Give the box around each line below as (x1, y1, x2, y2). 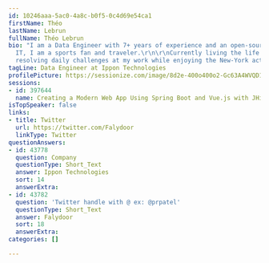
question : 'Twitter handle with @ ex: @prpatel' (15, 198, 181, 206)
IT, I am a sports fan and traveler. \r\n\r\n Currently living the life (15, 49, 260, 57)
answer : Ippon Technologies (15, 168, 110, 176)
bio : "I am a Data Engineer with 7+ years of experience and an (8, 42, 227, 50)
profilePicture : (8, 71, 62, 79)
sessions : (8, 79, 42, 87)
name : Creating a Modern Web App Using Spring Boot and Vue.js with (15, 94, 249, 102)
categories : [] (8, 236, 59, 244)
